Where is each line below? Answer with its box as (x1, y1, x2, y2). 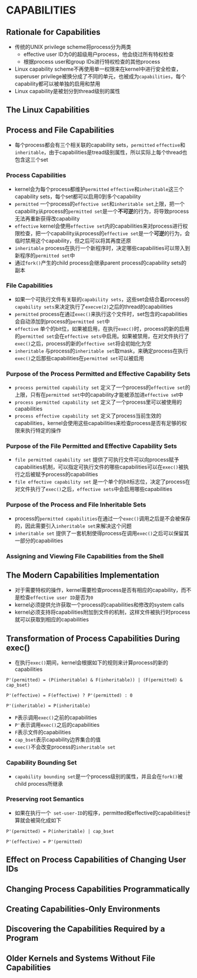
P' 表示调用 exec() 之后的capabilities (14, 722, 100, 729)
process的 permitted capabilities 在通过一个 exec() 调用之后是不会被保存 (14, 515, 191, 522)
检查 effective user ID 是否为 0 (19, 594, 94, 601)
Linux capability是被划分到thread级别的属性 (14, 88, 121, 94)
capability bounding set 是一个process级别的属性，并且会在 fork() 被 (14, 773, 183, 780)
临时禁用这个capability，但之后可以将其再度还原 (14, 237, 131, 244)
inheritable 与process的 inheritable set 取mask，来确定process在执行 (14, 347, 188, 354)
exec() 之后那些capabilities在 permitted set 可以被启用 (14, 354, 144, 361)
